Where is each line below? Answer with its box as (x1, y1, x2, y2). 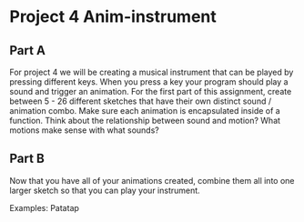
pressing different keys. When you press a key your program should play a (9, 76, 289, 87)
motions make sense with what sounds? (9, 125, 159, 136)
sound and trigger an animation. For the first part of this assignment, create (9, 86, 292, 96)
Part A (9, 43, 46, 58)
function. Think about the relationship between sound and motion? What (9, 116, 280, 126)
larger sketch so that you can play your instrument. (9, 185, 200, 196)
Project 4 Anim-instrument (9, 6, 217, 27)
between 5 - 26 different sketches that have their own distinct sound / (9, 96, 271, 106)
